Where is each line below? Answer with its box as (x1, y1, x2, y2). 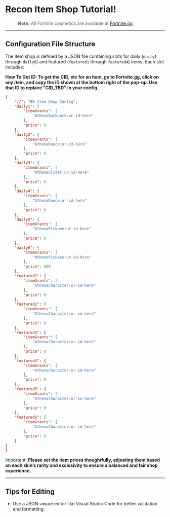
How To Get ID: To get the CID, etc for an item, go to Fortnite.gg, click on (5, 73, 159, 80)
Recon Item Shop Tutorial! (5, 4, 116, 15)
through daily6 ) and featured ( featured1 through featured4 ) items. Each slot (5, 58, 164, 64)
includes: (5, 64, 24, 70)
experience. (5, 468, 31, 474)
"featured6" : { (14, 415, 47, 420)
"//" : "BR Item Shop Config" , (14, 99, 78, 104)
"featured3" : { (14, 330, 47, 335)
